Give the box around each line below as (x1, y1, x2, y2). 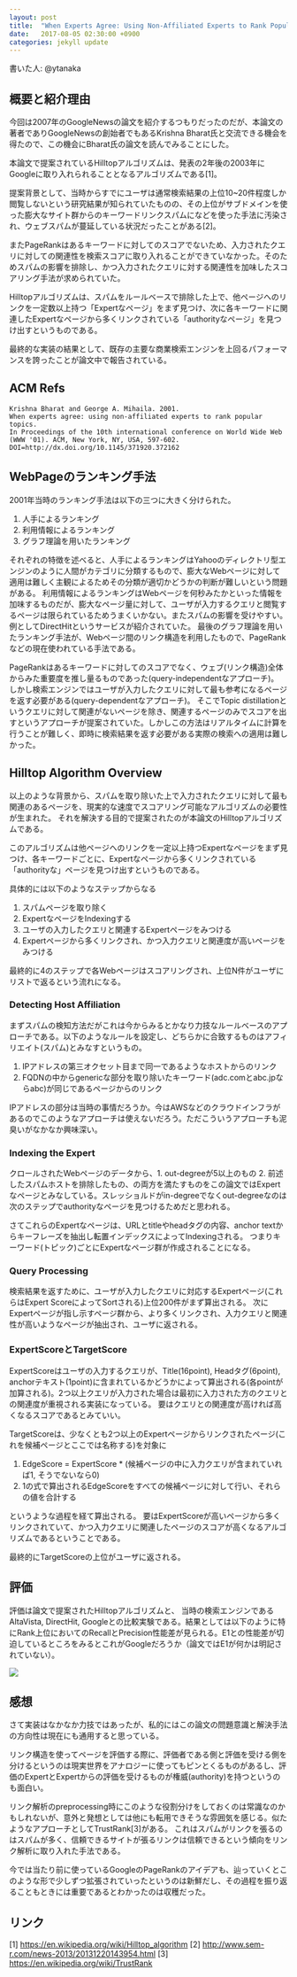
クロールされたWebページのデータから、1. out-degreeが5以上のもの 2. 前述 (9, 1168, 285, 1179)
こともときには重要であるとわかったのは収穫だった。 (16, 1887, 210, 1897)
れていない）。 (9, 1649, 60, 1660)
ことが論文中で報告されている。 (55, 355, 172, 366)
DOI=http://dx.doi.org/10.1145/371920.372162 (9, 443, 179, 452)
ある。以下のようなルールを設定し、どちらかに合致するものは (39, 1031, 265, 1042)
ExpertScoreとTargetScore (9, 1344, 128, 1356)
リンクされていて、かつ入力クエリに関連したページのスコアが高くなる (9, 1521, 264, 1532)
